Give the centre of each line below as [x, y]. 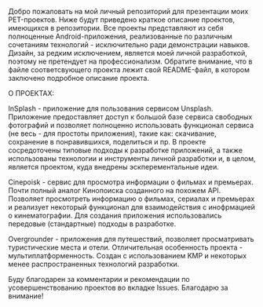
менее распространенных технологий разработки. [94, 264]
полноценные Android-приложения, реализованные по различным [121, 36]
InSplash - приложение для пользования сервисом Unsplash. [111, 108]
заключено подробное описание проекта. [79, 78]
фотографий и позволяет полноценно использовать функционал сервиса [131, 125]
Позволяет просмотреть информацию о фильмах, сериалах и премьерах [131, 199]
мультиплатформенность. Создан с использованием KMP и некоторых [128, 256]
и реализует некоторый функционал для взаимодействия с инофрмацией [131, 207]
